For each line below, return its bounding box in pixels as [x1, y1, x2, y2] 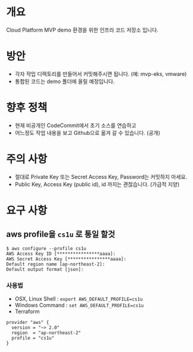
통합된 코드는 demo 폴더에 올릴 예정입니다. [14, 78, 115, 85]
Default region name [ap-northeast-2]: [6, 261, 105, 267]
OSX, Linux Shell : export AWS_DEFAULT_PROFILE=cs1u [14, 295, 143, 302]
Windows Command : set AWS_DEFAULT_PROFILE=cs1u [14, 302, 144, 309]
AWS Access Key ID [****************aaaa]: [6, 251, 116, 257]
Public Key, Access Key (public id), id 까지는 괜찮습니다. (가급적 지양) [14, 180, 180, 188]
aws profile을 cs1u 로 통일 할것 [6, 229, 116, 239]
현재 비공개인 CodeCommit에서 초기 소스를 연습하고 [14, 122, 136, 129]
